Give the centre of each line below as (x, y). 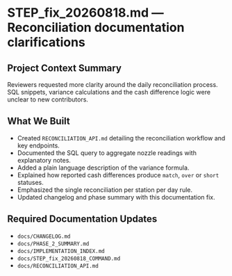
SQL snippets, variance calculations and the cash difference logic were (109, 92)
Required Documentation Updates (82, 219)
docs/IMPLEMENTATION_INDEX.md (61, 251)
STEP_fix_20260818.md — (86, 13)
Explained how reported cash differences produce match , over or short (118, 174)
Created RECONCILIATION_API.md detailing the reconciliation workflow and (121, 138)
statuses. (30, 182)
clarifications (46, 42)
